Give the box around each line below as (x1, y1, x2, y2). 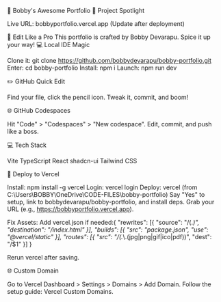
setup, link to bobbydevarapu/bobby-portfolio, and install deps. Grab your (7, 198, 215, 206)
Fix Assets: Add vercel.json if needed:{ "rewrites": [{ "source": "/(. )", (7, 219, 200, 226)
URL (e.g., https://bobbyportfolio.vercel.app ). (7, 205, 134, 213)
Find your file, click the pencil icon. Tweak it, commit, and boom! (7, 93, 189, 101)
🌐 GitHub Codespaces (7, 107, 70, 114)
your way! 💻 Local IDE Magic (7, 41, 90, 49)
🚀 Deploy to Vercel (7, 170, 60, 178)
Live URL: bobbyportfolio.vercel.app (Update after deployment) (7, 20, 185, 27)
